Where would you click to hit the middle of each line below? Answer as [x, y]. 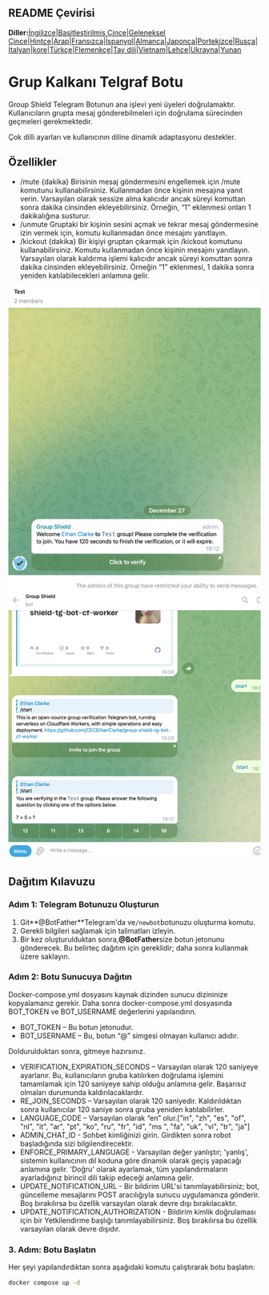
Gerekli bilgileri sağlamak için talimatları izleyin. [98, 931]
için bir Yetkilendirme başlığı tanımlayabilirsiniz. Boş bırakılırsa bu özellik [139, 1220]
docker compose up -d [44, 1283]
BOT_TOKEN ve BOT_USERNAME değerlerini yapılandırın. [102, 1012]
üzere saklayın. [45, 956]
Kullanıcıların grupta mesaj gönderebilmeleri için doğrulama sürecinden [125, 112]
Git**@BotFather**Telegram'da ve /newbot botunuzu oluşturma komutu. [138, 922]
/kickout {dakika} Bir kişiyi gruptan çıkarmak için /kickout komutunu [131, 241]
